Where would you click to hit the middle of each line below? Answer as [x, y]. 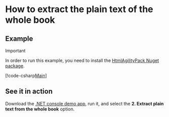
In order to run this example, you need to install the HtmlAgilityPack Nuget [82, 61]
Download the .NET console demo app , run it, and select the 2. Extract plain [84, 103]
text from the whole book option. [40, 109]
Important [15, 51]
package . [15, 66]
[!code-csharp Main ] [26, 76]
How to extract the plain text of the [79, 9]
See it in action [29, 92]
